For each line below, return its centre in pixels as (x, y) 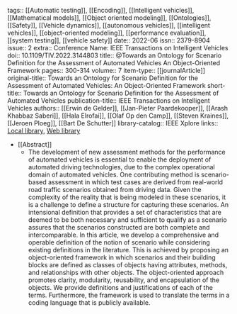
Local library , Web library (44, 131)
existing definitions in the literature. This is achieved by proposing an (128, 250)
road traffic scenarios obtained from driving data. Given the (115, 190)
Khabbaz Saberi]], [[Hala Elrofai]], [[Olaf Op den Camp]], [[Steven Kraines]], (118, 116)
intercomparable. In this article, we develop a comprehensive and (123, 235)
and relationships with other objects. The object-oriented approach (126, 273)
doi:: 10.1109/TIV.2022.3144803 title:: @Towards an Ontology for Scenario (114, 55)
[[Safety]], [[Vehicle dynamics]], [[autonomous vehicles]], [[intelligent (109, 25)
